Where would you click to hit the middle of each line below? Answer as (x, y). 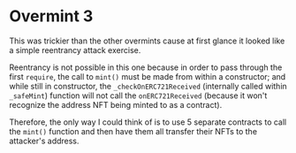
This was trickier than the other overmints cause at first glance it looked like (147, 41)
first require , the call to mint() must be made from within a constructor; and (148, 76)
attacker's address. (44, 141)
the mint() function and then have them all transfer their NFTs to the (133, 131)
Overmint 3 (51, 16)
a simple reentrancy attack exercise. (75, 50)
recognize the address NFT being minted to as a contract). (116, 104)
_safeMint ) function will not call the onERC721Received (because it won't (138, 96)
